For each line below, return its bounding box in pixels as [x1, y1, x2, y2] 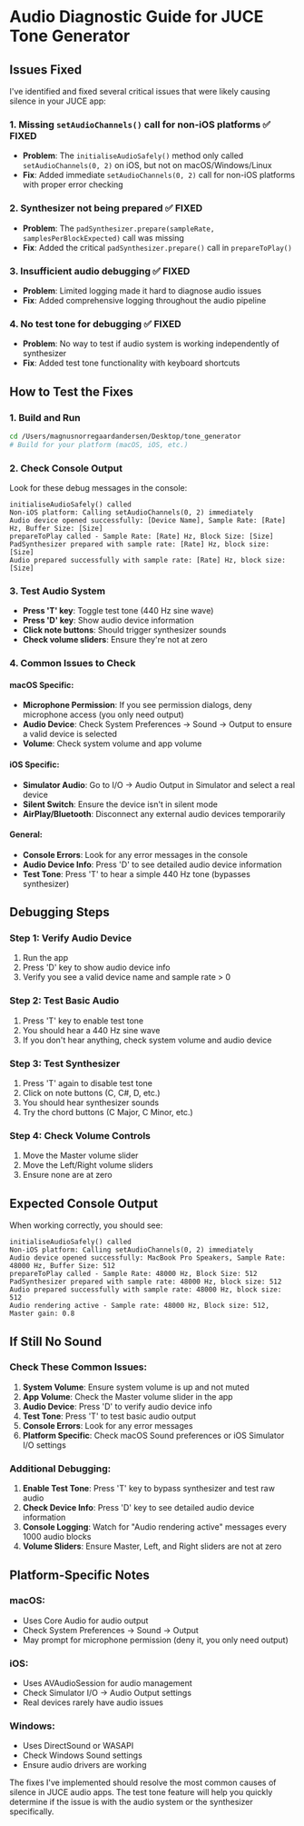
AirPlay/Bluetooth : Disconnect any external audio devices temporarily [22, 808, 286, 819]
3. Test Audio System [9, 584, 106, 597]
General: [9, 829, 44, 840]
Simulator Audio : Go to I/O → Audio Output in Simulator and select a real [22, 779, 296, 790]
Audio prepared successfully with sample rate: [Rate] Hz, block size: [9, 555, 286, 564]
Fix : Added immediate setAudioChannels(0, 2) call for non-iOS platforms [22, 170, 296, 181]
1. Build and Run [9, 411, 81, 424]
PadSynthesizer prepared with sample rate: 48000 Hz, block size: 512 [9, 1277, 282, 1287]
